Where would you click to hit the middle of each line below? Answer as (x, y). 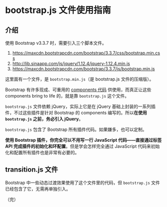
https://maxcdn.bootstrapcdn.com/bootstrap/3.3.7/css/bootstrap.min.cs (86, 53)
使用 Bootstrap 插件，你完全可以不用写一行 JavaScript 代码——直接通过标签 (83, 140)
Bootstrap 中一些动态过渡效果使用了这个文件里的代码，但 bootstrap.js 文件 (83, 183)
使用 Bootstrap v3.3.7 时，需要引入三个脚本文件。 (56, 43)
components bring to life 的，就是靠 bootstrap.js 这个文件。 (67, 96)
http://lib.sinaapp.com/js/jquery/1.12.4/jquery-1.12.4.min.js (71, 63)
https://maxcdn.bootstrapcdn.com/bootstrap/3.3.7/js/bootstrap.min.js (83, 69)
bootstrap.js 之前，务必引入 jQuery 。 (44, 119)
